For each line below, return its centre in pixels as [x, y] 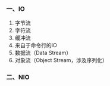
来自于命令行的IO [36, 45]
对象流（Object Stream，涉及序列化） [61, 60]
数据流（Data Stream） [43, 53]
